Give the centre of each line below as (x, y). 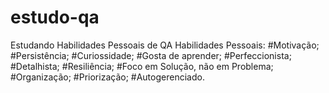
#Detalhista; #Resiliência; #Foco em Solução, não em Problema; (142, 66)
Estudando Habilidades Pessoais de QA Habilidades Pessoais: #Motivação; (165, 45)
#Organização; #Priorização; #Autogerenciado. (107, 77)
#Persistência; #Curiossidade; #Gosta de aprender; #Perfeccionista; (151, 55)
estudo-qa (55, 17)
